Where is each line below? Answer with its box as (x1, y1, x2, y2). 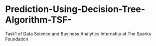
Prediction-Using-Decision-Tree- (5, 3, 146, 15)
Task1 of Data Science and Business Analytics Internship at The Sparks (5, 30, 151, 36)
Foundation (5, 36, 28, 42)
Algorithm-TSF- (5, 14, 72, 25)
